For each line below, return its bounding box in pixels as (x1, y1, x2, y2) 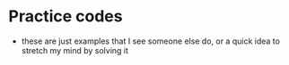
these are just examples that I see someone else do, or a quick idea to (21, 36, 280, 46)
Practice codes (8, 6, 123, 27)
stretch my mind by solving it (21, 45, 129, 55)
